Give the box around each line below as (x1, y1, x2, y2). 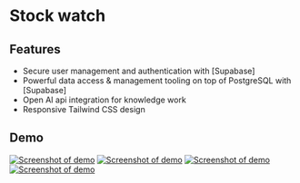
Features (9, 42, 61, 57)
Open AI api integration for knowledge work (22, 94, 186, 105)
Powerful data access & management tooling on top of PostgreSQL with (22, 75, 292, 86)
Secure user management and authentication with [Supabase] (22, 65, 255, 76)
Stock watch (9, 5, 106, 26)
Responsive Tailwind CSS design (22, 104, 145, 114)
